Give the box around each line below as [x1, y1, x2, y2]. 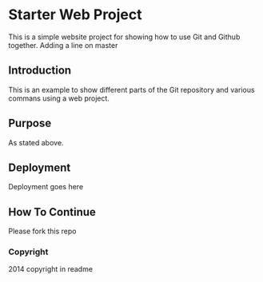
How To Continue [8, 205, 96, 219]
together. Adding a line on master [8, 40, 118, 50]
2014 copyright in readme [8, 264, 94, 274]
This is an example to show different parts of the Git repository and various [8, 85, 255, 94]
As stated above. [8, 137, 64, 147]
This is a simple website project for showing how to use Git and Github [8, 32, 241, 42]
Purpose [8, 117, 52, 130]
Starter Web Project [8, 6, 142, 24]
